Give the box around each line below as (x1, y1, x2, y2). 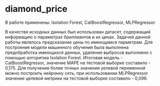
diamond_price (5, 3, 67, 15)
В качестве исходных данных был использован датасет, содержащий (5, 29, 151, 34)
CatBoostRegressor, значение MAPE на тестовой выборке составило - (5, 60, 151, 66)
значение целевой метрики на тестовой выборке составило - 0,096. (5, 75, 148, 81)
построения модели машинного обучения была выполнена (5, 44, 129, 50)
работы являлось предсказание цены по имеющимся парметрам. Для (5, 39, 153, 45)
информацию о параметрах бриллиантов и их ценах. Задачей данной (5, 34, 151, 40)
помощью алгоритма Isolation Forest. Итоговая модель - (5, 54, 123, 60)
